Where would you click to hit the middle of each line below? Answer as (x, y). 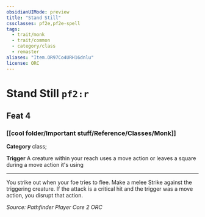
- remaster (26, 52)
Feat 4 (19, 116)
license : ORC (23, 63)
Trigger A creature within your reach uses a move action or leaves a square (101, 158)
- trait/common (31, 40)
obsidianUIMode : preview (38, 12)
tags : (13, 29)
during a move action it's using (45, 165)
